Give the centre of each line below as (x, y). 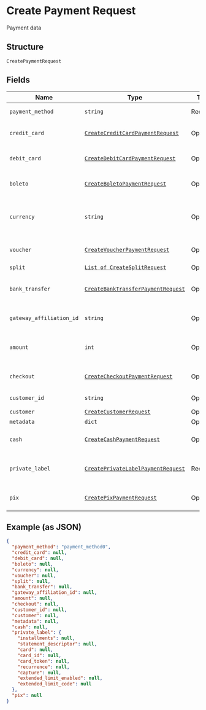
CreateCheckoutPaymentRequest (129, 376)
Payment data (24, 28)
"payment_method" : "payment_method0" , (62, 547)
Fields (18, 80)
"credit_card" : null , (40, 553)
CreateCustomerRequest (118, 412)
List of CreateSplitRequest (126, 267)
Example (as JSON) (44, 527)
